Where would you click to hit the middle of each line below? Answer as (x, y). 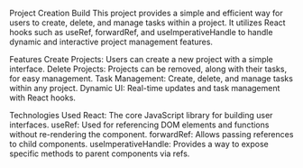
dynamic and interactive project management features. (111, 42)
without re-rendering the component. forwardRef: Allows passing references (151, 134)
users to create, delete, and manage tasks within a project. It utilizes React (147, 23)
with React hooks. (43, 98)
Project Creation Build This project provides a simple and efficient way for (146, 13)
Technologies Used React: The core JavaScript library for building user (141, 115)
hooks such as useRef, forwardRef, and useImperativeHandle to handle (141, 32)
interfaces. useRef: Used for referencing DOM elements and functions (139, 125)
